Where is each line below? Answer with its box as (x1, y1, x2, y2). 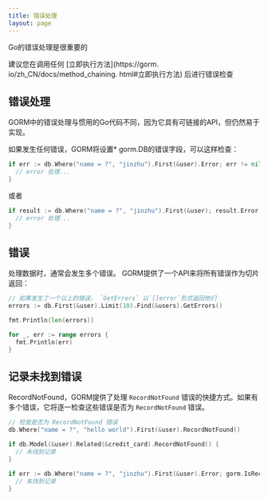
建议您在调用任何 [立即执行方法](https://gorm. (8, 59, 160, 69)
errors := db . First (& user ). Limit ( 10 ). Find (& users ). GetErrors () (8, 302, 223, 310)
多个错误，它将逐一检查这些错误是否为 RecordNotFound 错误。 (8, 402, 210, 412)
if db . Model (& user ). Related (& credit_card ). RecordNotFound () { (8, 441, 219, 449)
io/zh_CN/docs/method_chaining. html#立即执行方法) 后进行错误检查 (8, 69, 234, 78)
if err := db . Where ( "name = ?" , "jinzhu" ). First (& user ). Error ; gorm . (8, 470, 245, 478)
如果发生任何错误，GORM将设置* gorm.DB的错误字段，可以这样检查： (8, 145, 239, 154)
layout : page (8, 19, 52, 27)
